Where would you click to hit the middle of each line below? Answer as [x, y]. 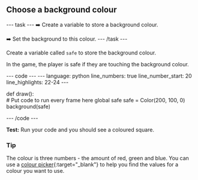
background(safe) [28, 106]
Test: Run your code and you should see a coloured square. [80, 129]
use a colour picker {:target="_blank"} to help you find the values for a [92, 164]
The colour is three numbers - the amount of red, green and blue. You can [97, 158]
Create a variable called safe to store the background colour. [81, 53]
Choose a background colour [61, 10]
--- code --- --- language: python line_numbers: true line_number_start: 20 [99, 76]
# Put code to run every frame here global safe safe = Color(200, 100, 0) [96, 100]
